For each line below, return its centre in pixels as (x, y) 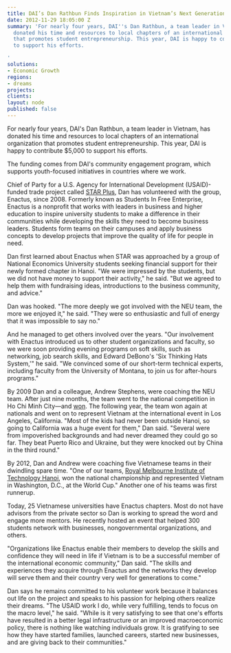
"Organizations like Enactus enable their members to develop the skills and (113, 548)
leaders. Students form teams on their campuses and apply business (104, 228)
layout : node (26, 103)
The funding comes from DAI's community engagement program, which (109, 164)
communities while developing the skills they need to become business (108, 221)
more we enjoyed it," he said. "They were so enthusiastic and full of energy (113, 313)
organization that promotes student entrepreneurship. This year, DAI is (107, 143)
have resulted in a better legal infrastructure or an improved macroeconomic (115, 620)
